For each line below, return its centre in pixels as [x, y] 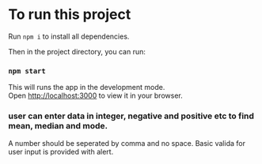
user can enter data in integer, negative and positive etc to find [131, 116]
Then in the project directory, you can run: [77, 51]
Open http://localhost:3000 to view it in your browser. [96, 95]
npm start [27, 71]
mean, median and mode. [58, 126]
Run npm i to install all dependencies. [69, 36]
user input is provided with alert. [61, 151]
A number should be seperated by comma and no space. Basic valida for [127, 143]
